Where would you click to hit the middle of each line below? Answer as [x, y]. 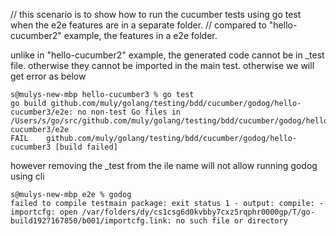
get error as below [48, 76]
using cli [27, 176]
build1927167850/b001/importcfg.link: [91, 221]
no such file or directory [231, 221]
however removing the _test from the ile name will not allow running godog [164, 165]
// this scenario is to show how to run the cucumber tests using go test [156, 14]
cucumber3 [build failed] [64, 147]
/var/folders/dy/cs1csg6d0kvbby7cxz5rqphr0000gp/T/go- [198, 212]
